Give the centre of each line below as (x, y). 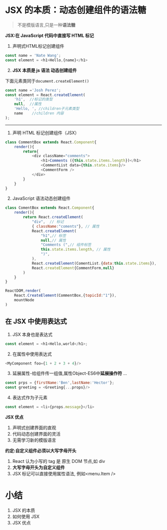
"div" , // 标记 (48, 222)
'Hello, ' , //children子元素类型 (47, 109)
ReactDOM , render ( (23, 291)
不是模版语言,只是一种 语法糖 (46, 25)
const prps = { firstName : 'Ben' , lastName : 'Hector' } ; (60, 383)
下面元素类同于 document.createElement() (47, 81)
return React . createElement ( (53, 217)
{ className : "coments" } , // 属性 (66, 226)
